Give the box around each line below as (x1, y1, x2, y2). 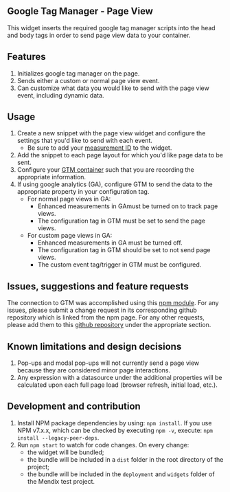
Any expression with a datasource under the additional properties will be (16, 374, 222, 382)
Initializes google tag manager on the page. (16, 69, 140, 78)
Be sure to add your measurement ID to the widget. (27, 144, 172, 152)
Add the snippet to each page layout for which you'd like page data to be (16, 151, 223, 159)
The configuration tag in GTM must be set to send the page (37, 216, 206, 225)
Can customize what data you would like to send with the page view (16, 84, 209, 92)
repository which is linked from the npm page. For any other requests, (7, 313, 205, 322)
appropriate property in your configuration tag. (16, 188, 150, 196)
